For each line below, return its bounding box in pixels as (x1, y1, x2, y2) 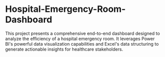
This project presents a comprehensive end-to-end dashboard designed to (5, 30, 160, 36)
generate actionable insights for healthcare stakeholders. (5, 46, 123, 52)
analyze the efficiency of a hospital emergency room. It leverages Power (5, 36, 155, 42)
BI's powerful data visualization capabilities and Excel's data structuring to (5, 41, 159, 47)
